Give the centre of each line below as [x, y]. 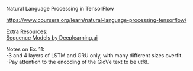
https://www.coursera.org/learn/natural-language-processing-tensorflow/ [96, 20]
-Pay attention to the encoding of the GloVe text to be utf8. [78, 62]
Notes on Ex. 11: [25, 49]
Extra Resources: [27, 31]
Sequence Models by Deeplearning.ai [52, 38]
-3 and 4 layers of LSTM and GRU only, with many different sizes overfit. [95, 55]
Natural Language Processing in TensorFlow [60, 9]
